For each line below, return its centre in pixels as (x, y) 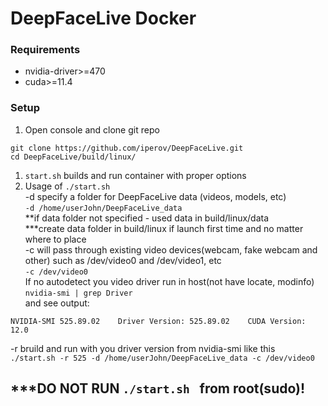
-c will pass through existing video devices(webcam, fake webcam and (171, 249)
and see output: (57, 303)
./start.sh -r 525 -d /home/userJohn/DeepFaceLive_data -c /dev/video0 (162, 358)
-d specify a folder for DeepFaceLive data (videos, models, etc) (155, 196)
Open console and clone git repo (92, 129)
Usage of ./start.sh (67, 186)
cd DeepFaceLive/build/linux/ (73, 157)
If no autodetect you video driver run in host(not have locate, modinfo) (169, 281)
